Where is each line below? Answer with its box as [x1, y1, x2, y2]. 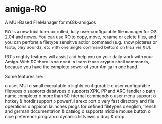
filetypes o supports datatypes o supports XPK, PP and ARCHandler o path [5, 88, 156, 93]
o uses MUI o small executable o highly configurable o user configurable [5, 82, 151, 88]
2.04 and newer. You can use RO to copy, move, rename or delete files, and [5, 34, 157, 40]
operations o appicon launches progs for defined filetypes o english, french [5, 103, 157, 109]
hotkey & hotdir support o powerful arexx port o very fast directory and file [5, 98, 155, 104]
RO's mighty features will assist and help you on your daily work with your [5, 53, 153, 59]
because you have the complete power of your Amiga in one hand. [5, 64, 139, 70]
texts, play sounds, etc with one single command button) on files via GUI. [5, 44, 152, 50]
